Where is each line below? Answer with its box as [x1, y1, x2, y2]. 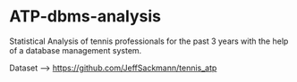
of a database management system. [9, 45, 142, 55]
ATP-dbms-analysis [9, 6, 162, 27]
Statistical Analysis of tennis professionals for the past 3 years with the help [9, 36, 289, 46]
